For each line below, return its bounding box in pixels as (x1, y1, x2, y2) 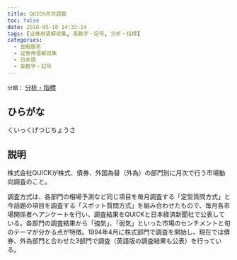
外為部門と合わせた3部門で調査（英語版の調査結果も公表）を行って (19, 237, 216, 245)
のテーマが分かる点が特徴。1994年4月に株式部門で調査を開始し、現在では (7, 227, 224, 237)
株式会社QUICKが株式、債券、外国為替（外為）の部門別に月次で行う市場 (7, 169, 219, 177)
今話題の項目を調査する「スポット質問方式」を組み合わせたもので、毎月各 (7, 201, 224, 210)
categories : (7, 37, 42, 44)
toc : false (7, 17, 40, 24)
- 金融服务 (13, 43, 42, 50)
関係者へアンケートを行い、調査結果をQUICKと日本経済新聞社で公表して (13, 210, 225, 219)
